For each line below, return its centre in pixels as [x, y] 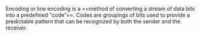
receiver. [17, 28]
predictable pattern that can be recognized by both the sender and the [93, 21]
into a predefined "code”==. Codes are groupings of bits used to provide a [98, 15]
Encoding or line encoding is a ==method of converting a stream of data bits [100, 9]
